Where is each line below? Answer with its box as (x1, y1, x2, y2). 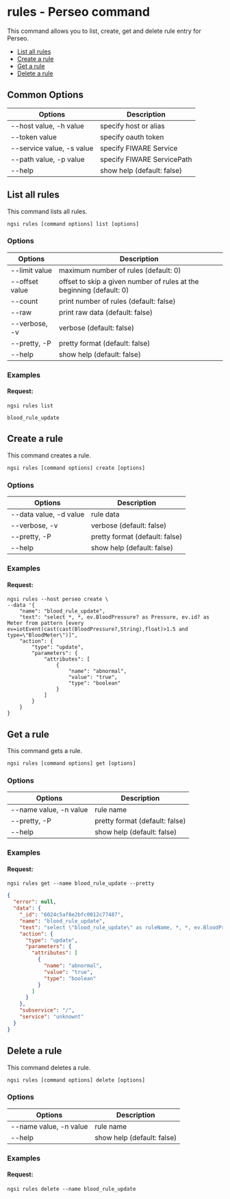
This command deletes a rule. (7, 1063, 91, 1071)
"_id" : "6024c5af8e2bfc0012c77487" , (19, 912, 125, 918)
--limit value (10, 265, 53, 275)
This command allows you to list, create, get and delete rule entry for (7, 27, 202, 35)
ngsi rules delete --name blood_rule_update (7, 1185, 136, 1192)
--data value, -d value (10, 510, 85, 519)
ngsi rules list (7, 402, 53, 409)
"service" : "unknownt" (19, 1013, 84, 1021)
